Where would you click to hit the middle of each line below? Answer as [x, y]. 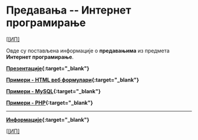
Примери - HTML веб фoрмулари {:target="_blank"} [73, 80]
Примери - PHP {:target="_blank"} [49, 102]
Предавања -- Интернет [69, 10]
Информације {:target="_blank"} [48, 119]
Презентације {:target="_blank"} [48, 68]
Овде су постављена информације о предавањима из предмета [88, 50]
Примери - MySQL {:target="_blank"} [54, 91]
